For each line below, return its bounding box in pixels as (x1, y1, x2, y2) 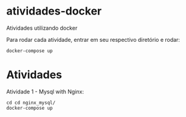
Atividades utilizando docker (6, 24, 78, 32)
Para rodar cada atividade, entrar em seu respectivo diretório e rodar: (6, 36, 181, 43)
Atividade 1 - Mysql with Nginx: (6, 88, 84, 95)
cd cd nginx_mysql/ (6, 99, 56, 105)
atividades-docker (6, 4, 102, 18)
